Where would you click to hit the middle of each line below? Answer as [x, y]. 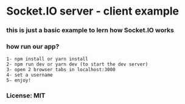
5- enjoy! [19, 80]
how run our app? [33, 47]
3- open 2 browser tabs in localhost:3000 [61, 70]
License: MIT [26, 95]
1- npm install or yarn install [47, 59]
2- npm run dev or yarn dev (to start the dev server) [77, 64]
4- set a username [30, 75]
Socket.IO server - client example [93, 11]
